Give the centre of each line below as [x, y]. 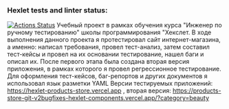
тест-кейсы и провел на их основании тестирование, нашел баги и [106, 54]
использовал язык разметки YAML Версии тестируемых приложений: [110, 84]
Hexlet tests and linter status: [57, 10]
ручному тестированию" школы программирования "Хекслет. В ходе [109, 32]
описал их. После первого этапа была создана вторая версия [98, 62]
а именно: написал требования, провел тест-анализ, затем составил [108, 47]
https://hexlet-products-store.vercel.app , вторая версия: [89, 90]
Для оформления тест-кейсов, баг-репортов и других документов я [107, 76]
